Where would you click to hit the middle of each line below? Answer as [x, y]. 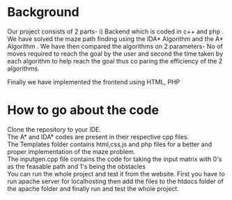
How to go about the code [83, 110]
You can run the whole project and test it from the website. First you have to [116, 174]
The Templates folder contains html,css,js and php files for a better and [110, 144]
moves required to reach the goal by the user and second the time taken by [115, 54]
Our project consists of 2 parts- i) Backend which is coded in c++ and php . [116, 31]
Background [43, 12]
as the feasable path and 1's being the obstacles [77, 166]
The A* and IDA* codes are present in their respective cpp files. [98, 137]
